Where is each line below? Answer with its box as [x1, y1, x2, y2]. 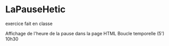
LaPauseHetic [5, 4, 66, 15]
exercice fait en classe [5, 20, 53, 27]
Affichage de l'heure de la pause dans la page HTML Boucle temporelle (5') [5, 30, 165, 36]
